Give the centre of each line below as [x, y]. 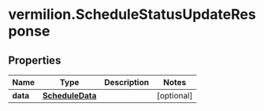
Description [127, 82]
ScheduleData [69, 96]
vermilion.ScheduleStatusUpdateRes [132, 15]
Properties [35, 60]
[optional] [175, 96]
